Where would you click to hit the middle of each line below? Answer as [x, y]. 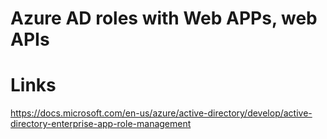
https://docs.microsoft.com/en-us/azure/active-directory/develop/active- [161, 113]
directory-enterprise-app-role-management [101, 124]
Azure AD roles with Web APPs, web [164, 18]
